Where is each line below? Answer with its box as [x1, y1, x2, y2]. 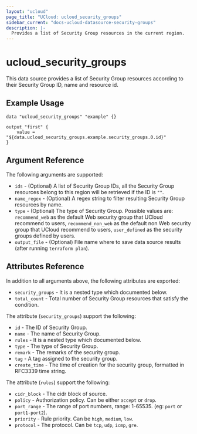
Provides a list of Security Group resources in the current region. [11, 30, 185, 36]
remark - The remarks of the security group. [14, 348, 120, 355]
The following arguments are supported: [6, 171, 104, 178]
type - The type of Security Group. [14, 343, 98, 350]
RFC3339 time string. [14, 367, 66, 374]
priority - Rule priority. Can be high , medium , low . [14, 415, 134, 422]
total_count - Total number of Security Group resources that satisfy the [14, 294, 189, 302]
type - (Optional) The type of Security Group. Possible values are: [14, 207, 174, 214]
